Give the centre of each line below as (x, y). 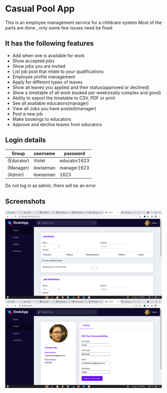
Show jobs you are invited (39, 66)
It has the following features (49, 44)
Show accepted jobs (33, 61)
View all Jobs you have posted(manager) (54, 108)
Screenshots (25, 201)
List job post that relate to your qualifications (58, 71)
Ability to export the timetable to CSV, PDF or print (64, 98)
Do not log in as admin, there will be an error (50, 186)
